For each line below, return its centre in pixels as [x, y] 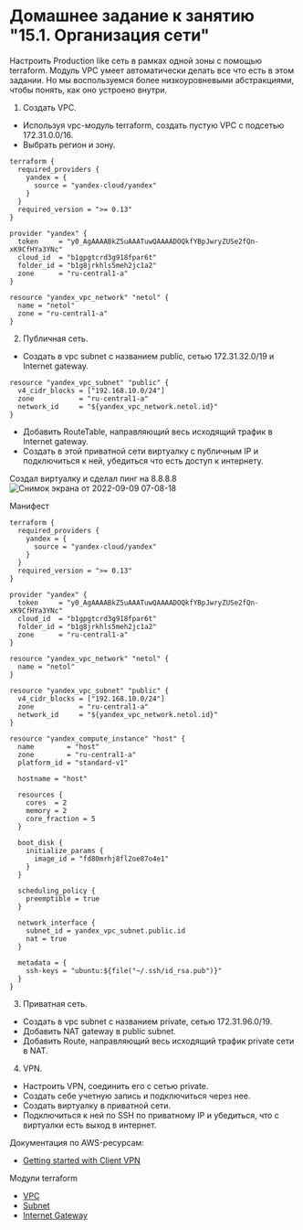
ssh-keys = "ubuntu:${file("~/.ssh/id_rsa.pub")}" [124, 970]
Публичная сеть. [55, 338]
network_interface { [57, 923]
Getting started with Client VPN [82, 1160]
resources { [41, 795]
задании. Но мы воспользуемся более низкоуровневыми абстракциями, [152, 80]
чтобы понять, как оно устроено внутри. [89, 90]
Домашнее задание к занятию [132, 16]
